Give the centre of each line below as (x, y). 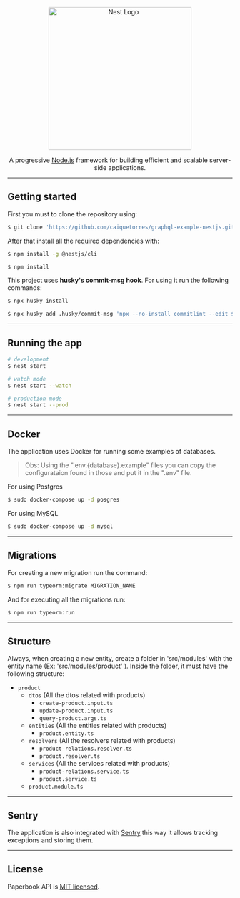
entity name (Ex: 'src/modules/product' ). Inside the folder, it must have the (118, 666)
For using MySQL (33, 513)
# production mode (35, 399)
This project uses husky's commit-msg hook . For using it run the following (118, 280)
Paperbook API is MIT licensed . (54, 887)
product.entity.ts (66, 734)
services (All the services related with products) (99, 764)
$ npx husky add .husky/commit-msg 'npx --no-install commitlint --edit (118, 314)
